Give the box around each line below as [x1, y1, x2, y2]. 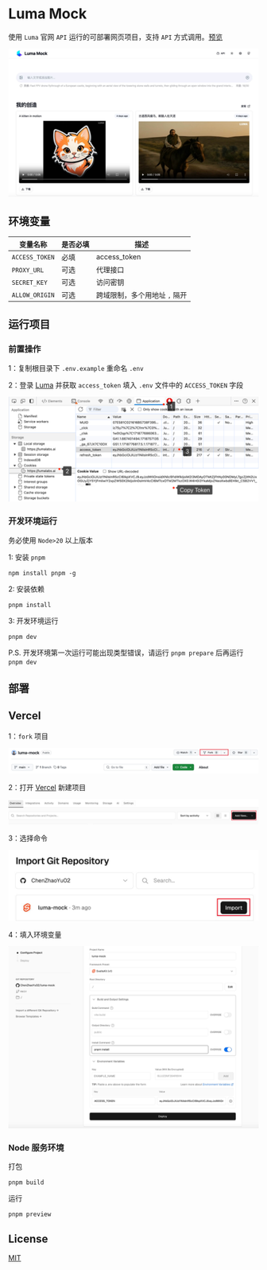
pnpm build [8, 1178, 44, 1186]
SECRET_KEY [11, 279, 48, 286]
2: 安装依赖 [8, 584, 45, 594]
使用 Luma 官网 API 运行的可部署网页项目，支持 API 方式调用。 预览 [8, 32, 223, 41]
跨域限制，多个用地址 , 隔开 [95, 290, 188, 299]
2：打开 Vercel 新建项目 [8, 783, 87, 793]
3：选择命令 [8, 833, 48, 843]
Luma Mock [8, 5, 87, 23]
